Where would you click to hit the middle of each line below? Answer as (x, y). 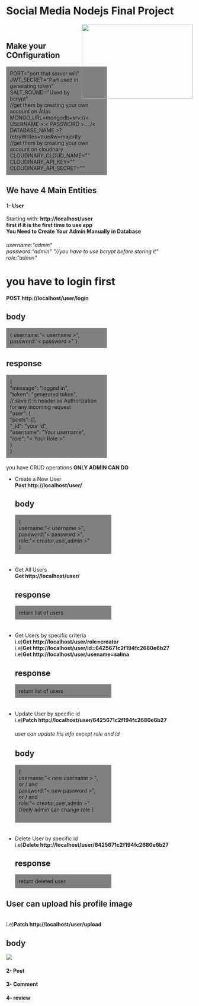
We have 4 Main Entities (52, 190)
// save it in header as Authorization (53, 400)
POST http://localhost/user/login (47, 298)
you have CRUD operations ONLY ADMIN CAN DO (68, 467)
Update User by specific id (47, 714)
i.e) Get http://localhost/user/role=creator (67, 642)
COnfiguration (33, 56)
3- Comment (22, 984)
